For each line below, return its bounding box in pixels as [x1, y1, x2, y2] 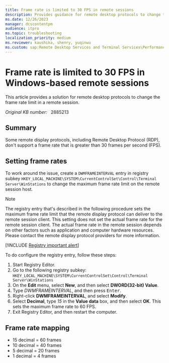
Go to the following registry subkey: [12, 267, 87, 273]
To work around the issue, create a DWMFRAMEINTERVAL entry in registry [5, 170, 149, 176]
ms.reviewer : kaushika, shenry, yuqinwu [5, 40, 92, 45]
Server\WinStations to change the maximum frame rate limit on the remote [5, 181, 160, 187]
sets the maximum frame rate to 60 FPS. [12, 304, 97, 310]
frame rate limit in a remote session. [5, 99, 79, 105]
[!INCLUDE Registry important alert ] [5, 242, 79, 248]
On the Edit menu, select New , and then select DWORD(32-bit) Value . [12, 282, 159, 288]
